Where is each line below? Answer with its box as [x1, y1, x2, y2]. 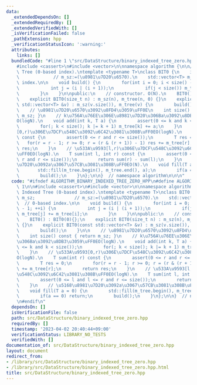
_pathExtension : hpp [11, 36, 62, 42]
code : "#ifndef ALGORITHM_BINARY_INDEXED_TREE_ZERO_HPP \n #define [11, 178, 175, 184]
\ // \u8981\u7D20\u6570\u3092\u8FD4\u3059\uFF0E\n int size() [16, 107, 191, 113]
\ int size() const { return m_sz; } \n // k [16, 233, 143, 239]
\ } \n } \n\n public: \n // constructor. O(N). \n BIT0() [16, 91, 193, 97]
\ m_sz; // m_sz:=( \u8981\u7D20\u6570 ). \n [16, 195, 159, 201]
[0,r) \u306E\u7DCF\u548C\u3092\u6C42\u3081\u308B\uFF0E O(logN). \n [16, 129, 182, 135]
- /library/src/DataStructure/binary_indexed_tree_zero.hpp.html [6, 364, 169, 370]
